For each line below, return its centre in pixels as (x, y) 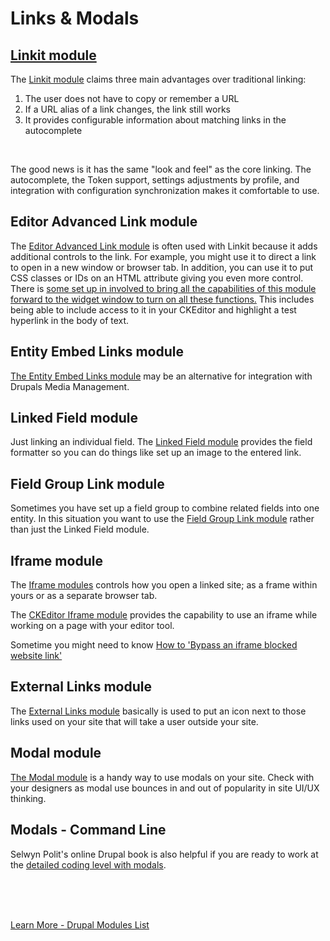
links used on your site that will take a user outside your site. (134, 721)
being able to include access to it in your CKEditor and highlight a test (153, 309)
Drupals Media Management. (70, 386)
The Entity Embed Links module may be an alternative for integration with (161, 376)
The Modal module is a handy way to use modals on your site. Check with (162, 777)
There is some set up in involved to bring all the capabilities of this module (163, 288)
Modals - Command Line (88, 830)
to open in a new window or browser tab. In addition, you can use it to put (162, 267)
